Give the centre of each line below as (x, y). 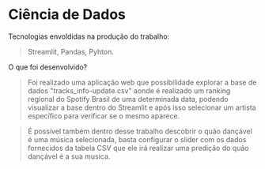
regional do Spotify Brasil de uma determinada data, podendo (128, 99)
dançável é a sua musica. (69, 156)
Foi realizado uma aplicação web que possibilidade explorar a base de (142, 82)
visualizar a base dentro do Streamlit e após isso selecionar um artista (142, 107)
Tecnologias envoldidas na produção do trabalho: (89, 36)
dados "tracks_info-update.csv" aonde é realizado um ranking (129, 90)
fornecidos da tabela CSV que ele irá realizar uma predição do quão (138, 148)
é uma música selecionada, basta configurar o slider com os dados (137, 139)
